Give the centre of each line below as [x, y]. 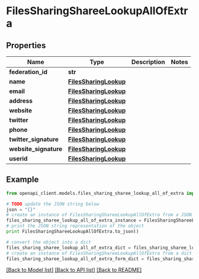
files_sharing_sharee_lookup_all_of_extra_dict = [69, 248]
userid [18, 158]
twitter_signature [34, 139]
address [21, 101]
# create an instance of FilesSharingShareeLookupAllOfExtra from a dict [99, 253]
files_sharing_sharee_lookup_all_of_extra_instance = [74, 220]
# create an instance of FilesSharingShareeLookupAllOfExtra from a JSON [99, 215]
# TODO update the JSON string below [53, 204]
